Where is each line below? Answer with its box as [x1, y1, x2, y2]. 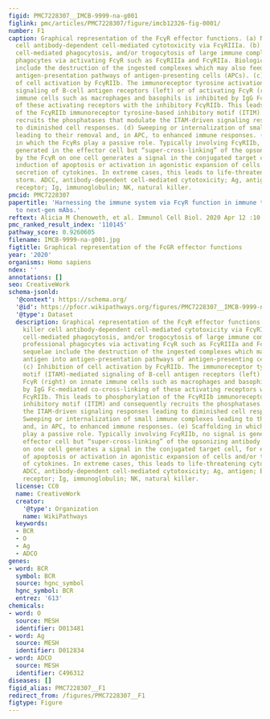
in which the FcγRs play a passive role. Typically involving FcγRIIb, [15, 138, 261, 147]
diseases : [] [8, 676, 52, 684]
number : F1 [8, 27, 45, 35]
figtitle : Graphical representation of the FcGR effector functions [8, 243, 243, 251]
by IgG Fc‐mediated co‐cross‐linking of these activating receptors [22, 385, 257, 394]
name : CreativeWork [15, 489, 81, 498]
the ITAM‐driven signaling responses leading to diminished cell [22, 407, 247, 416]
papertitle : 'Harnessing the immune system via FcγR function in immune [8, 198, 257, 206]
